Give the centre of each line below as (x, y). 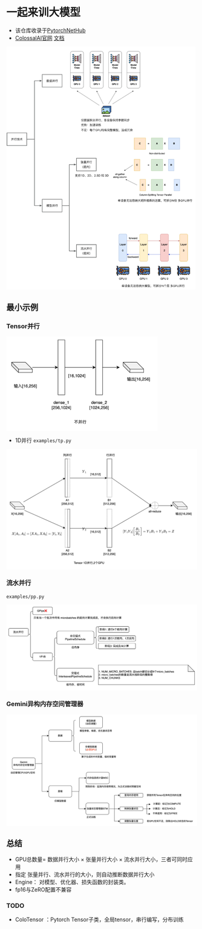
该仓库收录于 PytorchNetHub (50, 30)
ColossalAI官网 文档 (40, 38)
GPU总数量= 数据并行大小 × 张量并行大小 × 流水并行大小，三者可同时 (101, 859)
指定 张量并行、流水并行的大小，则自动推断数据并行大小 (85, 874)
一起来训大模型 (44, 12)
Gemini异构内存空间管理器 (45, 704)
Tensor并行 (23, 326)
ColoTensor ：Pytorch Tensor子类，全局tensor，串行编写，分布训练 (99, 919)
